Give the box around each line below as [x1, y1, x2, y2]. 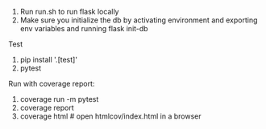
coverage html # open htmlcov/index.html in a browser [19, 111, 202, 121]
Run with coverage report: [8, 79, 95, 88]
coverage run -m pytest [19, 95, 99, 103]
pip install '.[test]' [19, 55, 78, 64]
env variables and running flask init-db [19, 24, 148, 33]
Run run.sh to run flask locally [19, 7, 119, 16]
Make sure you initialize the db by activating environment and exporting [19, 15, 258, 25]
